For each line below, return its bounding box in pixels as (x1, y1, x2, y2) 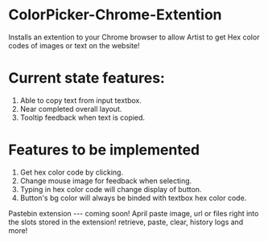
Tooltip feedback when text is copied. (19, 113, 146, 122)
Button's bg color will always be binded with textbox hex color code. (19, 193, 247, 203)
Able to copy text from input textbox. (19, 95, 142, 105)
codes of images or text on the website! (8, 40, 140, 50)
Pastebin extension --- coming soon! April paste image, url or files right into (8, 208, 259, 218)
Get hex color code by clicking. (19, 167, 123, 177)
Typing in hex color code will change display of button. (19, 184, 202, 194)
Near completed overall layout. (19, 104, 122, 113)
